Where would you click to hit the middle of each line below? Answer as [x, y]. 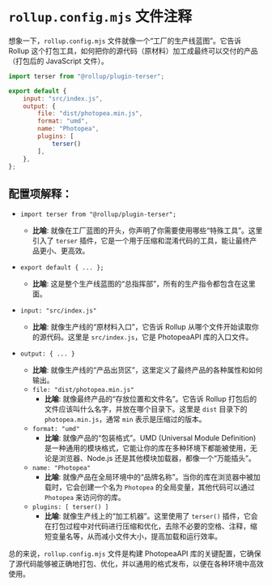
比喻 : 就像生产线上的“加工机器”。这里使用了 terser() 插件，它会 [151, 516]
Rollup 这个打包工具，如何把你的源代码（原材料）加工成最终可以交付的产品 [133, 50]
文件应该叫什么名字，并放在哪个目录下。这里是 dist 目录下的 [146, 409]
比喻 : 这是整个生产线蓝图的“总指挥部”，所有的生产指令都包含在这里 [144, 284]
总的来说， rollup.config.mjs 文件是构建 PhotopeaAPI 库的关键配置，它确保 [135, 554]
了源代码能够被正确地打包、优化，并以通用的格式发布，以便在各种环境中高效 [136, 564]
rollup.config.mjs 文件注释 [100, 17]
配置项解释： [40, 194]
